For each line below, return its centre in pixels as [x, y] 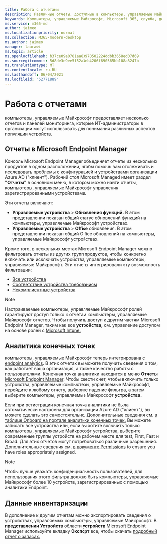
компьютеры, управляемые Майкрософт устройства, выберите [73, 431]
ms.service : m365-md [27, 24]
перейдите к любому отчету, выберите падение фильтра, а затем [75, 390]
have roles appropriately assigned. [41, 452]
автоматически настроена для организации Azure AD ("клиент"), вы [78, 410]
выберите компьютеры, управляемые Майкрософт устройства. [74, 395]
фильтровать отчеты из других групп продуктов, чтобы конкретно [76, 254]
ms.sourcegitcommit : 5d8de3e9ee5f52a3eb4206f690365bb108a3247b [72, 61]
